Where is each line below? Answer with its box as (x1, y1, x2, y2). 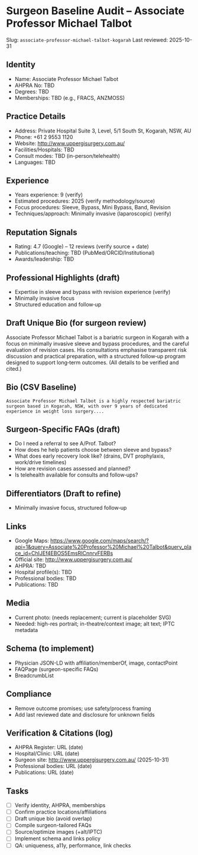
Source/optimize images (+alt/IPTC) (14, 828, 102, 835)
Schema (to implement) (6, 643, 95, 654)
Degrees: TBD (14, 88, 49, 95)
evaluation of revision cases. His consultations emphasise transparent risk (6, 346, 187, 353)
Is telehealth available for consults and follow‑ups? (14, 471, 138, 478)
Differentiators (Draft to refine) (6, 488, 121, 498)
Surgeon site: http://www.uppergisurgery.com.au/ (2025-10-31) (14, 756, 170, 763)
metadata (14, 626, 38, 633)
